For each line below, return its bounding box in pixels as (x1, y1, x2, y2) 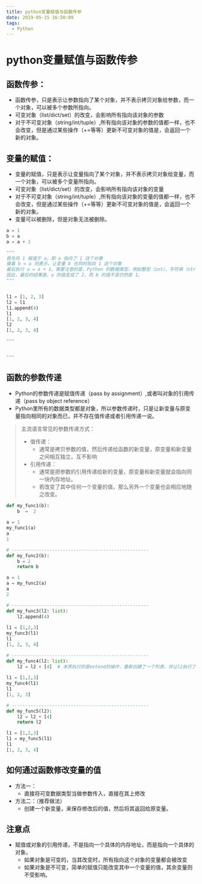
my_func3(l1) (6, 630, 39, 637)
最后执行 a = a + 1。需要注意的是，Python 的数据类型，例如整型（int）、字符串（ (6, 266, 188, 273)
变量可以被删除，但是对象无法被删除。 (14, 216, 110, 223)
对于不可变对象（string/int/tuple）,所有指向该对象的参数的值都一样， (14, 119, 185, 126)
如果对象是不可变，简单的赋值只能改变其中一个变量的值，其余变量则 (23, 864, 193, 871)
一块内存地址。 (38, 475, 76, 482)
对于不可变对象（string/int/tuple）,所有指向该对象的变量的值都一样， (14, 193, 185, 201)
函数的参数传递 (6, 373, 62, 383)
